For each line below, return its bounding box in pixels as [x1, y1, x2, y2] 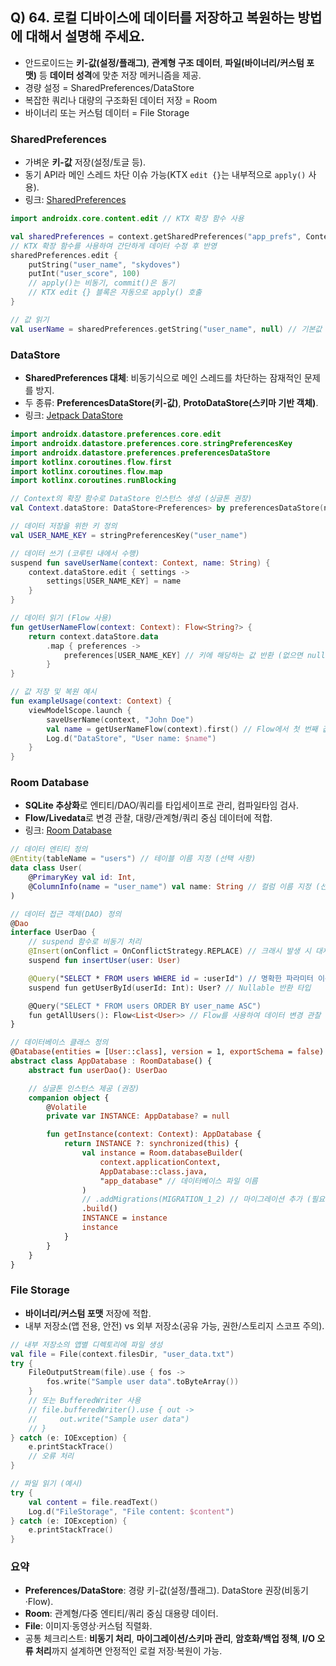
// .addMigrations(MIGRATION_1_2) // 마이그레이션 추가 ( [81, 1194, 312, 1205]
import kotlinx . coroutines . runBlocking [10, 476, 177, 486]
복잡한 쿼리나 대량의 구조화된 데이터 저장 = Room [24, 94, 218, 106]
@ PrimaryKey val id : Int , [28, 873, 137, 883]
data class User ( [10, 863, 83, 873]
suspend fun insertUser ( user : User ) [28, 956, 182, 966]
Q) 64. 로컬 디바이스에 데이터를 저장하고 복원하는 [10, 9, 295, 27]
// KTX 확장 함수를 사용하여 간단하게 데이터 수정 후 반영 [10, 241, 217, 251]
